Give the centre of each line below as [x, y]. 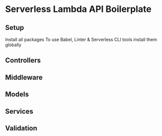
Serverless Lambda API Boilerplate [78, 9]
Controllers [23, 61]
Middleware [24, 77]
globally [13, 45]
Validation [21, 128]
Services [19, 111]
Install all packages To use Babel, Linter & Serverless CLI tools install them [81, 39]
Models [17, 94]
